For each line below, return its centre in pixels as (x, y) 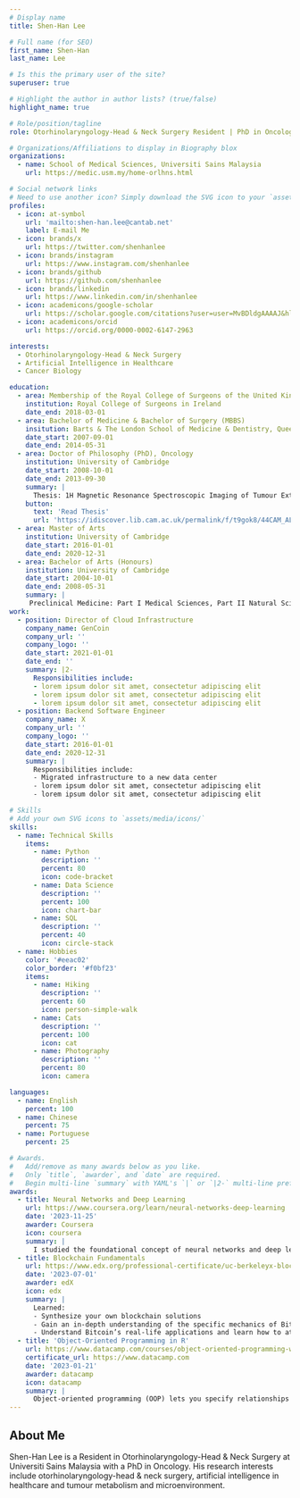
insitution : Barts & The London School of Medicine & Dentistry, (150, 429)
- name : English (47, 1100)
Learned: (49, 1308)
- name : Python (61, 852)
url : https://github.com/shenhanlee (94, 280)
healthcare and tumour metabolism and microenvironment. (117, 1485)
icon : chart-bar (71, 910)
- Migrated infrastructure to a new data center (125, 778)
